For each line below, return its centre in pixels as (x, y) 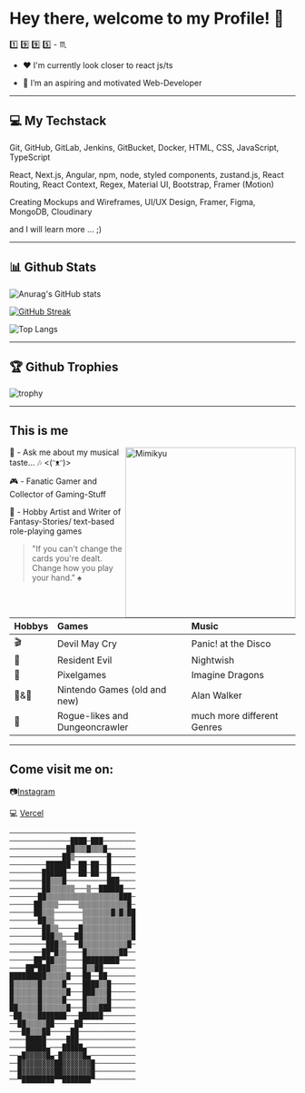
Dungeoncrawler (93, 727)
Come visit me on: (62, 769)
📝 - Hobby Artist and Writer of (65, 512)
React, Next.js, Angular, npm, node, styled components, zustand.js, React (147, 174)
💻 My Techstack (58, 121)
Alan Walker (216, 695)
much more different (235, 716)
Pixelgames (82, 675)
